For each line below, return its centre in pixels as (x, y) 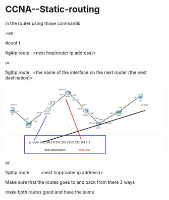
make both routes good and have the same (50, 192)
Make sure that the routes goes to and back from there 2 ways (70, 182)
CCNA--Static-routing (52, 9)
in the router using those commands (43, 23)
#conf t (13, 43)
